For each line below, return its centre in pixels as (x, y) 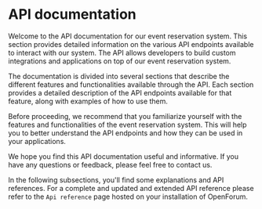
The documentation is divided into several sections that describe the (119, 76)
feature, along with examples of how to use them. (88, 101)
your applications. (37, 141)
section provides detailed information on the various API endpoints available (131, 44)
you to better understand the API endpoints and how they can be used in (126, 133)
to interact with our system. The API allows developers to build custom (122, 52)
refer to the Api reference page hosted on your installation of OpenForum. (128, 196)
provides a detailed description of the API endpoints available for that (120, 92)
